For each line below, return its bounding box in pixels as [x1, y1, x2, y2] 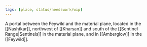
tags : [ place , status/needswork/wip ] [5, 7, 83, 12]
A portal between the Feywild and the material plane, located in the [5, 21, 142, 26]
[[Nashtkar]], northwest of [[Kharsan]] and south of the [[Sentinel [5, 25, 138, 32]
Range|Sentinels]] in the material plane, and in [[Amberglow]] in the [5, 31, 142, 37]
